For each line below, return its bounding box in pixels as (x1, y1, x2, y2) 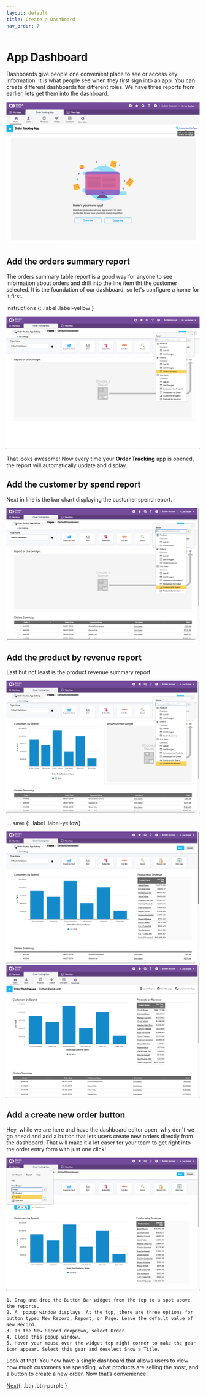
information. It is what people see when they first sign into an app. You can (6, 77, 195, 84)
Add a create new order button (6, 1109, 126, 1120)
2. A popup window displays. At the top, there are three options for (6, 1310, 193, 1316)
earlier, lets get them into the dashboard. (6, 90, 109, 98)
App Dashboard (6, 50, 88, 64)
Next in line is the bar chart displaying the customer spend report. (6, 495, 173, 503)
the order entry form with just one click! (6, 1146, 106, 1153)
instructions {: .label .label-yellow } (6, 304, 94, 311)
